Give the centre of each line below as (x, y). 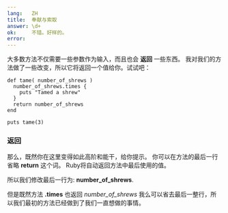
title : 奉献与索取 (32, 20)
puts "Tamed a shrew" (50, 93)
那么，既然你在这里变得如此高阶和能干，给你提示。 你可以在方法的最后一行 (113, 157)
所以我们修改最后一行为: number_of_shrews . (71, 180)
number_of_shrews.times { (50, 87)
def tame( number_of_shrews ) (50, 81)
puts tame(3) (26, 123)
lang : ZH (23, 13)
